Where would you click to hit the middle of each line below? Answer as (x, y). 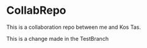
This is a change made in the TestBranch (57, 38)
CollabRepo (36, 10)
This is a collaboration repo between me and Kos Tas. (74, 27)
